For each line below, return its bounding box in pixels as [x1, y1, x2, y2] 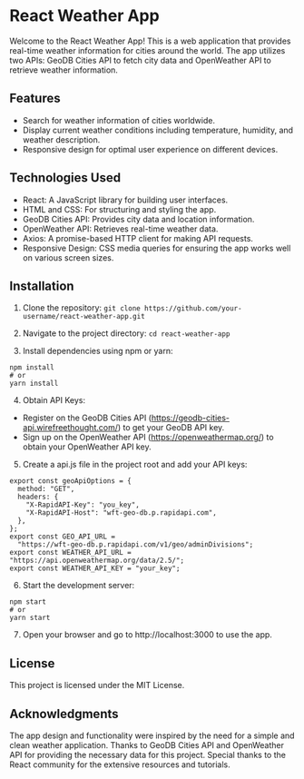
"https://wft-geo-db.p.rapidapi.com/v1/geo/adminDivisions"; [17, 540, 254, 549]
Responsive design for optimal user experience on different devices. [22, 143, 279, 154]
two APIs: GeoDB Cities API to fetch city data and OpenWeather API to [9, 54, 272, 65]
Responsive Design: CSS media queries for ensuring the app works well [22, 242, 291, 253]
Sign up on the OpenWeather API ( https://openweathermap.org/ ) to [22, 432, 274, 443]
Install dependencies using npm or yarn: [22, 346, 174, 357]
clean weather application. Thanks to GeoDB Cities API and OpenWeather [9, 740, 284, 750]
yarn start [9, 614, 51, 623]
